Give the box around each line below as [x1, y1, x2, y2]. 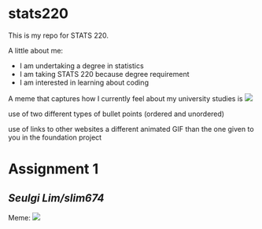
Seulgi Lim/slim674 [8, 191, 105, 205]
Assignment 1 [8, 160, 99, 178]
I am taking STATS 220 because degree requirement [19, 69, 190, 78]
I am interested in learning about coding [19, 78, 149, 87]
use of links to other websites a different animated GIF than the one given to [8, 124, 254, 133]
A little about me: [8, 45, 64, 55]
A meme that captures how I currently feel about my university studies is [8, 93, 243, 103]
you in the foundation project [8, 133, 102, 142]
